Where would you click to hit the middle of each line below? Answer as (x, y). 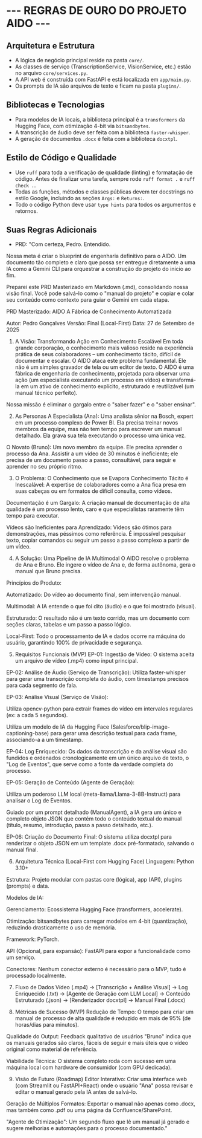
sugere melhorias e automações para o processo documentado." (87, 1128)
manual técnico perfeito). (46, 393)
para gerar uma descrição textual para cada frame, (114, 733)
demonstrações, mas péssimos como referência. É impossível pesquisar (96, 534)
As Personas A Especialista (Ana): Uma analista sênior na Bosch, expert (104, 416)
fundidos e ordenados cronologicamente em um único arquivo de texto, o (98, 758)
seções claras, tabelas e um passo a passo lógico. (69, 625)
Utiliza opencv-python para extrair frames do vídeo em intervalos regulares (100, 709)
